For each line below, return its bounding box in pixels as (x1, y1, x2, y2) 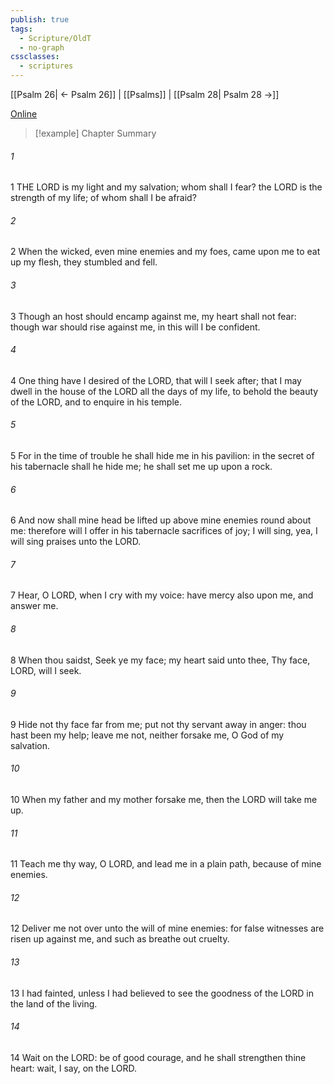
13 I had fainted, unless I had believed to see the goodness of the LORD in (10, 987, 314, 999)
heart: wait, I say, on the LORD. (10, 1062, 138, 1074)
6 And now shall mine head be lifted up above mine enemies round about (10, 514, 312, 526)
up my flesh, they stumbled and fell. (10, 256, 158, 268)
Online (10, 108, 38, 120)
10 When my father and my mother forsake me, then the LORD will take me (10, 794, 318, 806)
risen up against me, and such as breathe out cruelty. (10, 933, 230, 945)
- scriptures (19, 61, 74, 71)
